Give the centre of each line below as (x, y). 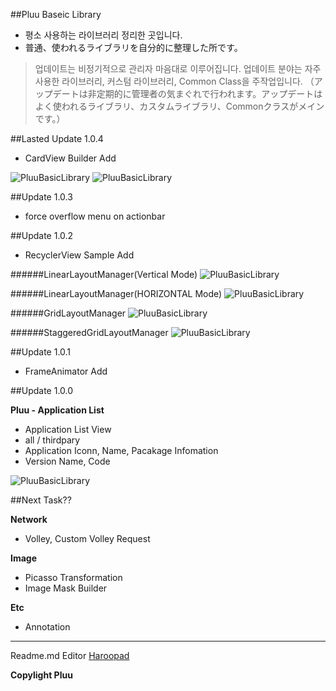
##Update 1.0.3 (41, 197)
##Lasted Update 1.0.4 (57, 138)
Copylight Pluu (41, 675)
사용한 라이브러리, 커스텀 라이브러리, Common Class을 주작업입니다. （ (174, 81)
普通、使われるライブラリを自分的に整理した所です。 (133, 47)
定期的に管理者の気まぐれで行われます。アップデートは (209, 93)
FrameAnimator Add (66, 371)
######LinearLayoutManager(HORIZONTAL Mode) (116, 293)
